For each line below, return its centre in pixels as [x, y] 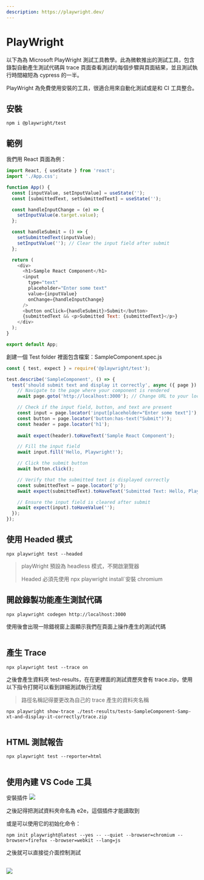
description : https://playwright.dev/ [55, 12]
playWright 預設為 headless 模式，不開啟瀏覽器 [80, 566]
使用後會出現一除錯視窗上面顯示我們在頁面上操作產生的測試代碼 [86, 626]
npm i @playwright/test [36, 123]
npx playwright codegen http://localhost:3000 [66, 614]
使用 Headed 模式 [39, 540]
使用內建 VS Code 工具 [49, 782]
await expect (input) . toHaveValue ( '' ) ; [66, 508]
